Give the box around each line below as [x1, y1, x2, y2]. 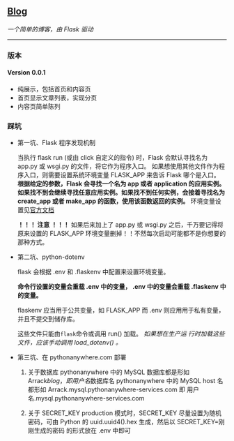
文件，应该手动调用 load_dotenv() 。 [17, 338, 122, 347]
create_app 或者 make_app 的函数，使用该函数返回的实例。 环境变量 [17, 197, 216, 205]
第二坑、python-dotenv [17, 253, 85, 261]
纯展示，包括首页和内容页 [17, 84, 91, 93]
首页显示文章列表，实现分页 [17, 94, 97, 102]
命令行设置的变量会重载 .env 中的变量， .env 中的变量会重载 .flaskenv [17, 283, 219, 291]
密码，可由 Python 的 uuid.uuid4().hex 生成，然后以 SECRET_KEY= [27, 418, 219, 426]
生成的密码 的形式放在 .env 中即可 [33, 426, 131, 435]
